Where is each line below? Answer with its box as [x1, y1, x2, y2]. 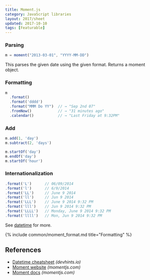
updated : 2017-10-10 [5, 21, 48, 26]
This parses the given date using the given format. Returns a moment [5, 62, 146, 68]
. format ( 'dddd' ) [9, 99, 43, 105]
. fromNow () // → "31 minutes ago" [9, 109, 105, 113]
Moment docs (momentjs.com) [12, 269, 75, 275]
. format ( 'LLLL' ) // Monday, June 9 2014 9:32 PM [5, 209, 111, 214]
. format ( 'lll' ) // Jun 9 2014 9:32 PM [5, 204, 91, 209]
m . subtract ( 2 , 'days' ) [5, 140, 52, 145]
